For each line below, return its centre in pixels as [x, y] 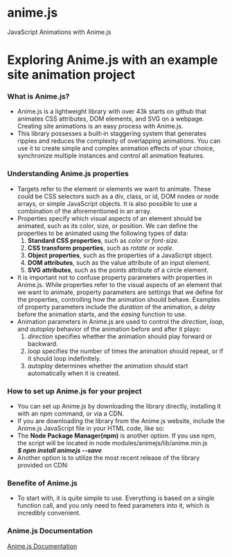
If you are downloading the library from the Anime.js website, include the [121, 421]
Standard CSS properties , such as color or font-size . [104, 240]
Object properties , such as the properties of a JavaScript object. [120, 255]
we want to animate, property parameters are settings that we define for [120, 292]
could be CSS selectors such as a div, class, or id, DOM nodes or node [118, 196]
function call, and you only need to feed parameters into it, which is [113, 506]
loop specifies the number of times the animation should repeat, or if [125, 351]
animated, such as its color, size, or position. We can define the [107, 225]
